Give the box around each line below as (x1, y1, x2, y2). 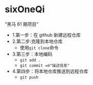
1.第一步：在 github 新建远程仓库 (12, 32, 81, 38)
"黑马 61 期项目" (5, 21, 39, 27)
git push (19, 75, 39, 80)
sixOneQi (5, 4, 45, 15)
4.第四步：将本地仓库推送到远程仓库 (12, 68, 88, 74)
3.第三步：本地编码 (12, 51, 53, 57)
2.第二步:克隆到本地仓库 (12, 38, 63, 44)
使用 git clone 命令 (19, 44, 59, 50)
